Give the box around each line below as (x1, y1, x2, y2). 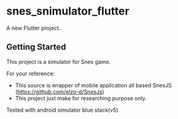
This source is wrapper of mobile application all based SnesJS (15, 81, 172, 89)
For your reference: (6, 70, 55, 77)
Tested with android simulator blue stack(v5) (6, 106, 119, 114)
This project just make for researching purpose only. (15, 94, 147, 101)
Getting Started (6, 42, 66, 52)
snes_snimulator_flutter (6, 4, 130, 18)
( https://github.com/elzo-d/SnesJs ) (15, 88, 105, 95)
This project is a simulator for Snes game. (6, 58, 111, 65)
